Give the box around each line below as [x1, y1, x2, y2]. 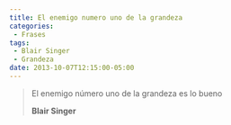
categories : [9, 22, 54, 31]
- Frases [13, 30, 47, 39]
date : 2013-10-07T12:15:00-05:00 [9, 64, 135, 73]
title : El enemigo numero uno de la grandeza [9, 13, 182, 22]
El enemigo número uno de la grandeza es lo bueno [31, 87, 223, 99]
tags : [9, 38, 30, 48]
